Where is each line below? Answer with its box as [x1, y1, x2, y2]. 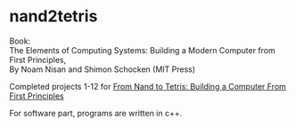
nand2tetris [9, 6, 98, 27]
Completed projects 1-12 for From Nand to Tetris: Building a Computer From [9, 81, 287, 91]
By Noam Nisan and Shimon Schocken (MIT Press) [9, 64, 196, 75]
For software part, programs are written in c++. [9, 107, 183, 118]
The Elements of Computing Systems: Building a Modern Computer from [9, 44, 276, 55]
